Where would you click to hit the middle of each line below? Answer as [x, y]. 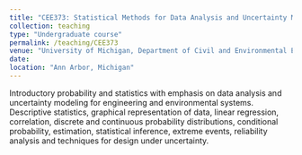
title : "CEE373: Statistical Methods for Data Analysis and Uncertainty [148, 17]
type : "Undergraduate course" [66, 34]
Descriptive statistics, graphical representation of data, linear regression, [144, 112]
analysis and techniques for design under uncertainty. [109, 141]
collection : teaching [50, 26]
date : [19, 59]
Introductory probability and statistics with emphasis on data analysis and [146, 93]
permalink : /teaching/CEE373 [64, 43]
